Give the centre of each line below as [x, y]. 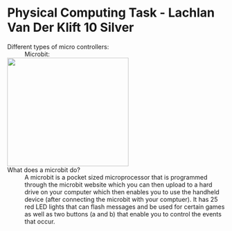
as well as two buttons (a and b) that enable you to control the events [123, 214]
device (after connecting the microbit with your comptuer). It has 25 [121, 199]
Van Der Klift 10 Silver [71, 27]
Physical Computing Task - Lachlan [111, 13]
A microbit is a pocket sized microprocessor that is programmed [116, 177]
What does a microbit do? [44, 170]
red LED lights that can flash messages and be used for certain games [125, 207]
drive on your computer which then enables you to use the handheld [122, 191]
